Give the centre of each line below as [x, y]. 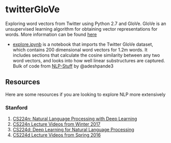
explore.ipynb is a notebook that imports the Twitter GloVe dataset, [83, 44]
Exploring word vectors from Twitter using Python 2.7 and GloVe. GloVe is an [86, 23]
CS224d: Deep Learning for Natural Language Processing [73, 130]
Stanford [17, 107]
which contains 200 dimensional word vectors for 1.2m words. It [80, 50]
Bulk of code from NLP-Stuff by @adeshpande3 [63, 66]
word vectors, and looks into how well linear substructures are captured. [89, 60]
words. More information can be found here [51, 34]
